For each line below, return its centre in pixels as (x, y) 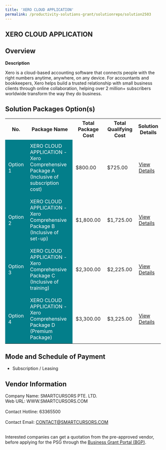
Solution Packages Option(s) (50, 109)
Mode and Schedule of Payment (55, 356)
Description (18, 63)
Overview (21, 51)
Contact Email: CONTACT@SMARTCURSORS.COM (57, 422)
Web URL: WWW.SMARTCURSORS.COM (46, 401)
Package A (42, 170)
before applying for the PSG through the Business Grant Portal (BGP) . (76, 442)
